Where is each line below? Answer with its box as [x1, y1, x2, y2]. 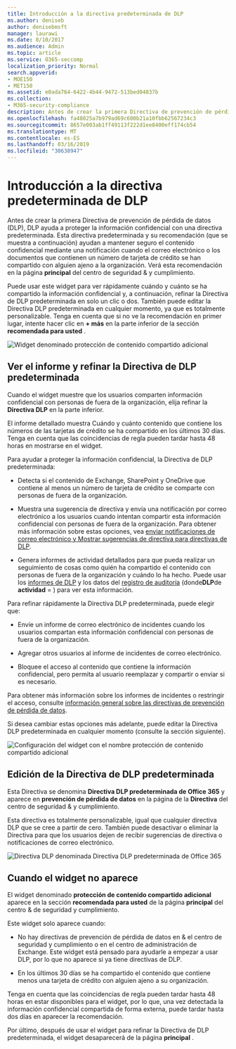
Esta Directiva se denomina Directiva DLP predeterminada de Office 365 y [7, 787, 225, 795]
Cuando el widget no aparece [7, 872, 138, 884]
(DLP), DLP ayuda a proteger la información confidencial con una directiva [7, 223, 223, 232]
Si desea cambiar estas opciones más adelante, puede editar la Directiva [7, 719, 218, 728]
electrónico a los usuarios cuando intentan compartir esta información [17, 512, 221, 520]
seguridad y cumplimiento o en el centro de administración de [17, 940, 197, 949]
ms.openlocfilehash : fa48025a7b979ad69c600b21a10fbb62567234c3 [7, 115, 197, 122]
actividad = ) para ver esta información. [17, 585, 133, 594]
